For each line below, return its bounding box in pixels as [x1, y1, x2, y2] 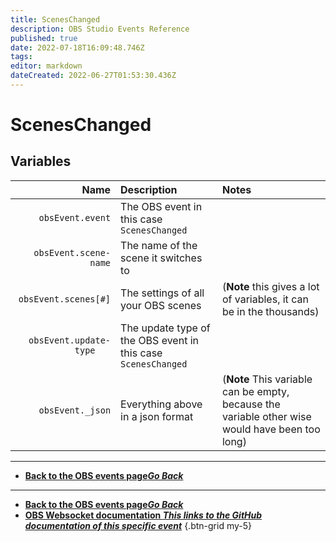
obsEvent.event [38, 212, 112, 223]
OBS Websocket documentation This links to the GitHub [24, 509, 263, 521]
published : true [10, 33, 78, 43]
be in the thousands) [221, 304, 320, 318]
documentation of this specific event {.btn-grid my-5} [24, 519, 252, 531]
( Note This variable [221, 372, 313, 386]
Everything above [120, 397, 203, 411]
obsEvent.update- [28, 334, 112, 346]
